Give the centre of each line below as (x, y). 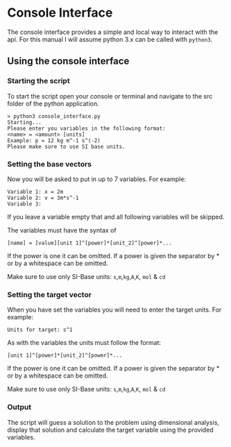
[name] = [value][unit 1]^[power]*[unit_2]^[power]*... (89, 243)
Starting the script (39, 81)
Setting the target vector (50, 294)
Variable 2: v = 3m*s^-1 (43, 198)
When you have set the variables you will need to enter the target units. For (114, 310)
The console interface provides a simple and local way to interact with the (113, 32)
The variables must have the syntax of (62, 230)
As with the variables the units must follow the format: (84, 343)
